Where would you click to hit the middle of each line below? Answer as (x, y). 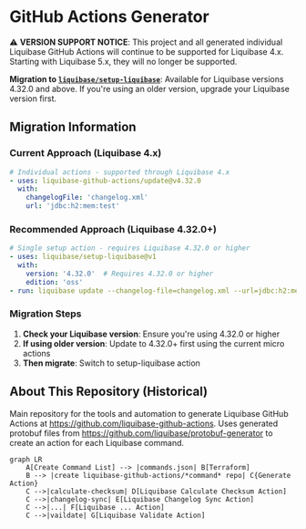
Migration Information (73, 127)
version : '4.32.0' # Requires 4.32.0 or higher (120, 274)
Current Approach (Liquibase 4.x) (86, 153)
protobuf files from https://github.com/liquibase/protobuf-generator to (141, 433)
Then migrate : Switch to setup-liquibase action (111, 363)
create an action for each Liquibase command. (97, 442)
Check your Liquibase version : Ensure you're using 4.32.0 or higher (151, 334)
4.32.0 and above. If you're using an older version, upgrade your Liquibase (149, 88)
